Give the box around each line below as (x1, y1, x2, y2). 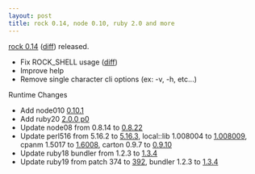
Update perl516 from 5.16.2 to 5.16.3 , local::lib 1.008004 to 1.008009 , (19, 130, 248, 141)
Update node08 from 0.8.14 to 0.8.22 (19, 122, 143, 132)
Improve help (19, 65, 65, 75)
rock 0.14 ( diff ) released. (8, 41, 90, 51)
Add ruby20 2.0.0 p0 (19, 114, 90, 123)
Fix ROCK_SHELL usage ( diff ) (19, 57, 119, 67)
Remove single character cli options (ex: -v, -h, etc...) (19, 74, 198, 84)
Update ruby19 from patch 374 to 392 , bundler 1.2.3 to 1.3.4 (19, 156, 219, 166)
